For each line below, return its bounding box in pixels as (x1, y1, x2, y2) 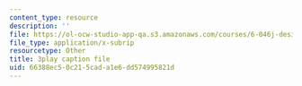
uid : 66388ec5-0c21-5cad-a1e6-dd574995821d (9, 64, 175, 73)
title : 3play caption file (9, 55, 111, 64)
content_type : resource (9, 13, 99, 22)
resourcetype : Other (9, 47, 87, 56)
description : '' (9, 21, 70, 30)
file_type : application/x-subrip (9, 38, 135, 47)
